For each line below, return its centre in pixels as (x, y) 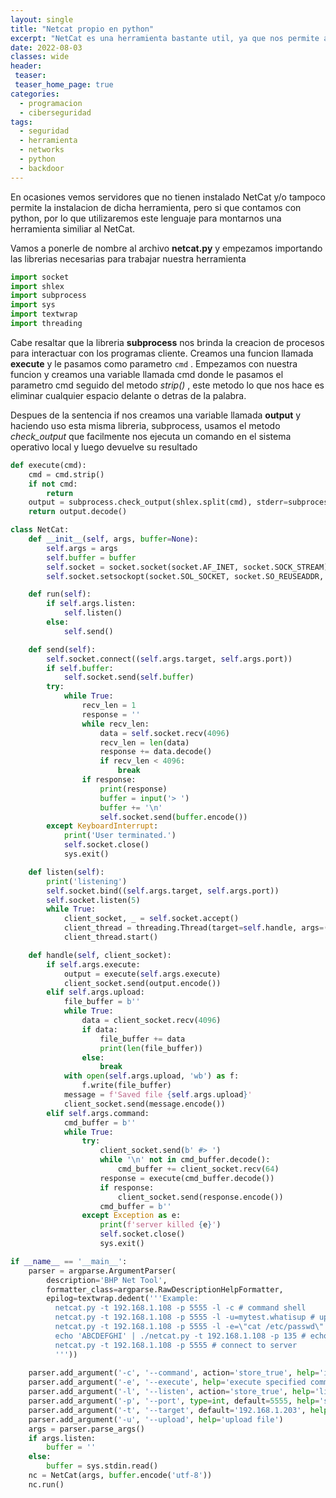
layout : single (42, 19)
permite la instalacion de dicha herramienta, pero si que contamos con (156, 207)
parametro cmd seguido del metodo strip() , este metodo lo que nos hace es (167, 385)
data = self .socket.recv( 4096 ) (164, 733)
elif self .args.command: (98, 1113)
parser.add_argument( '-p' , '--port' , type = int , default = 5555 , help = (174, 1401)
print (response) (133, 789)
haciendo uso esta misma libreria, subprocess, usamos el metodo (145, 425)
